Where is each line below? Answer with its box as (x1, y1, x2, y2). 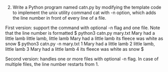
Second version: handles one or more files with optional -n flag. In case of (5, 56, 159, 62)
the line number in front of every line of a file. (12, 15, 107, 21)
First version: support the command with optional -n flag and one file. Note (5, 25, 160, 31)
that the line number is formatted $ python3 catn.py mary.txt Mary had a (5, 30, 155, 36)
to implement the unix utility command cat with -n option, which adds (12, 10, 156, 16)
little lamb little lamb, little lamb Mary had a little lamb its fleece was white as (5, 35, 163, 41)
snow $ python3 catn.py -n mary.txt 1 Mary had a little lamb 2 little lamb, (5, 41, 155, 47)
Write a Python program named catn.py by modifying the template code (12, 5, 161, 10)
